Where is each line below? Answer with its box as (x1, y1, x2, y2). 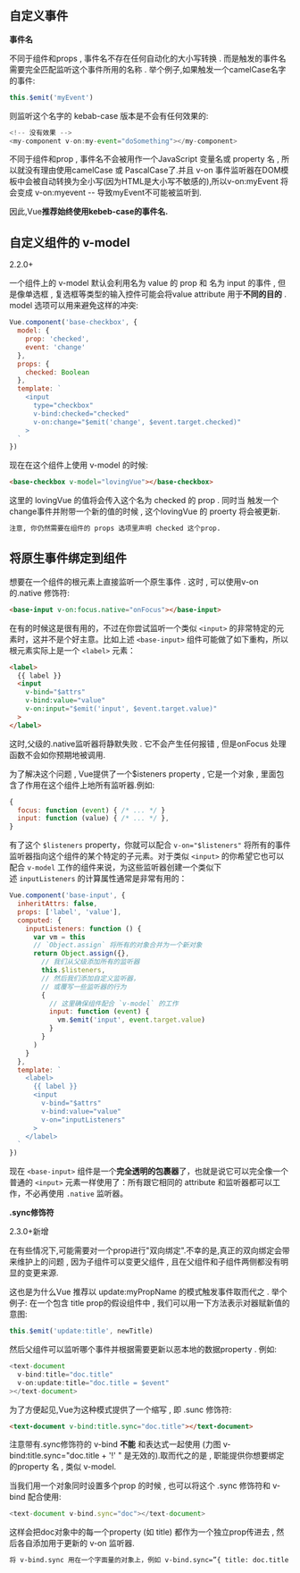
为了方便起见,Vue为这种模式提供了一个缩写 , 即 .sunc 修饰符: (9, 1404, 232, 1415)
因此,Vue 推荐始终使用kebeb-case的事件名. (9, 206, 169, 217)
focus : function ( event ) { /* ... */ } (17, 805, 166, 815)
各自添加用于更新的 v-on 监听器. (16, 1538, 136, 1549)
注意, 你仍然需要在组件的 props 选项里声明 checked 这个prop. (9, 524, 221, 534)
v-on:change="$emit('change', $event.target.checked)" (32, 417, 242, 426)
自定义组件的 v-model (9, 235, 131, 250)
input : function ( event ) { (48, 1007, 150, 1016)
